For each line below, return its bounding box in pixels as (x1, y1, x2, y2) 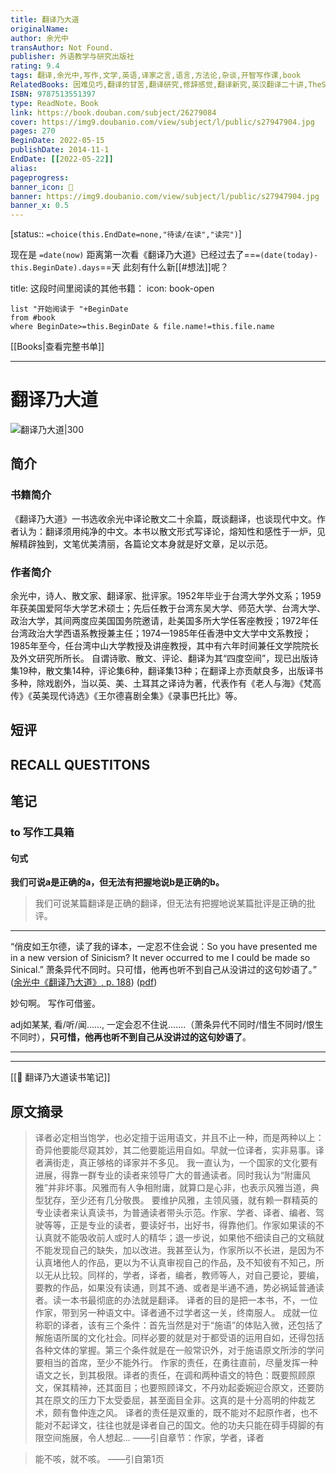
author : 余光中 (10, 33, 69, 43)
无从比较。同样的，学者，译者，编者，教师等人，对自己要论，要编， (43, 1269, 325, 1281)
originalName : (10, 24, 70, 34)
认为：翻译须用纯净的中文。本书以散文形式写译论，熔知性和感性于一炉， (18, 525, 317, 537)
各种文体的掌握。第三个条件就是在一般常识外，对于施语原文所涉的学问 (34, 1344, 325, 1356)
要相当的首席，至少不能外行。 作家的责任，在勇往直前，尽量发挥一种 (34, 1357, 318, 1369)
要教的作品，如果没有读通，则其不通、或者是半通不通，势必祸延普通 (34, 1282, 316, 1294)
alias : (10, 163, 38, 173)
